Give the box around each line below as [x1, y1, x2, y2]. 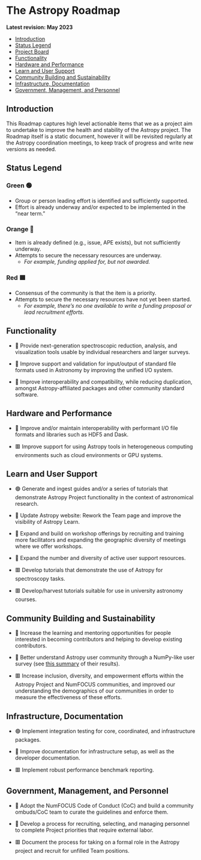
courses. [14, 596, 37, 603]
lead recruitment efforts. [23, 308, 85, 316]
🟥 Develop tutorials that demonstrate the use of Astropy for [14, 567, 163, 574]
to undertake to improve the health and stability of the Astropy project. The [6, 126, 191, 133]
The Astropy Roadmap [6, 4, 121, 17]
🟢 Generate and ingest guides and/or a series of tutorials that [14, 485, 168, 493]
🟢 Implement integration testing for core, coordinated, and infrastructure [14, 728, 196, 735]
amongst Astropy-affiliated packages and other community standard [14, 384, 185, 391]
